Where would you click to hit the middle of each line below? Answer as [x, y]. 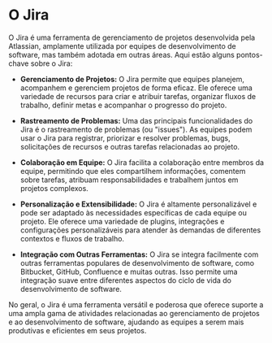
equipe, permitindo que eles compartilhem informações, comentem [133, 171]
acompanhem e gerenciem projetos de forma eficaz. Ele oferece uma [136, 88]
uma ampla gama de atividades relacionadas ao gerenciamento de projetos [134, 313]
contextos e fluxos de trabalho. [72, 238]
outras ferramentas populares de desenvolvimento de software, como [137, 263]
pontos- [250, 54]
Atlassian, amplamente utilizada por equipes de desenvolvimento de [123, 46]
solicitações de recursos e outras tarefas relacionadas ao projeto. [130, 146]
